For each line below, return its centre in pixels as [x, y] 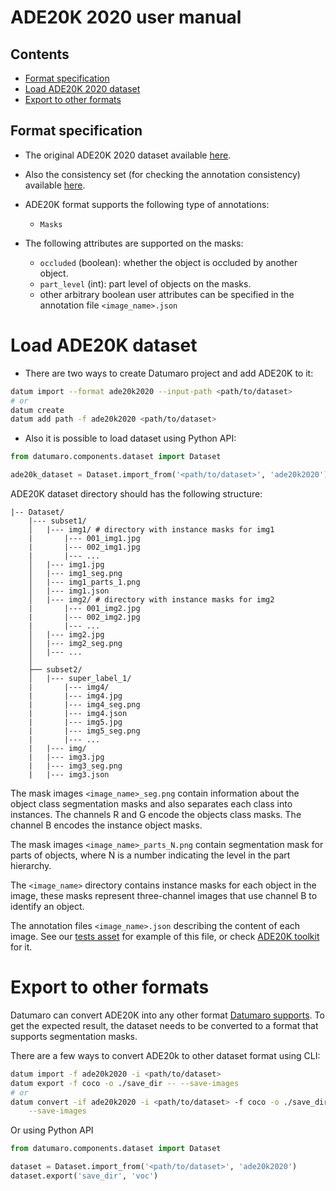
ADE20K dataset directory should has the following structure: [136, 494]
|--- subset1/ [57, 521]
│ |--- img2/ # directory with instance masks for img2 [151, 600]
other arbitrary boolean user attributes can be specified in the [167, 294]
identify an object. [47, 906]
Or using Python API [52, 1130]
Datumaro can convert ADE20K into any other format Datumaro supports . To [167, 1015]
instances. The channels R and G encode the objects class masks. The [156, 814]
